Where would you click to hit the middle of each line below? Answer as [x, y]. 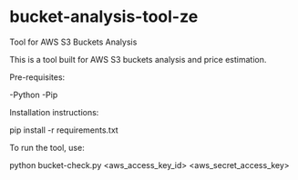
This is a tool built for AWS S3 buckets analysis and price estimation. [138, 59]
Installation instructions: [54, 112]
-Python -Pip [34, 95]
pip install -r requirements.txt [64, 130]
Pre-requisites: [37, 77]
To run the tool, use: [47, 147]
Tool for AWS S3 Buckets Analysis [73, 42]
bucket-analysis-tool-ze [104, 17]
